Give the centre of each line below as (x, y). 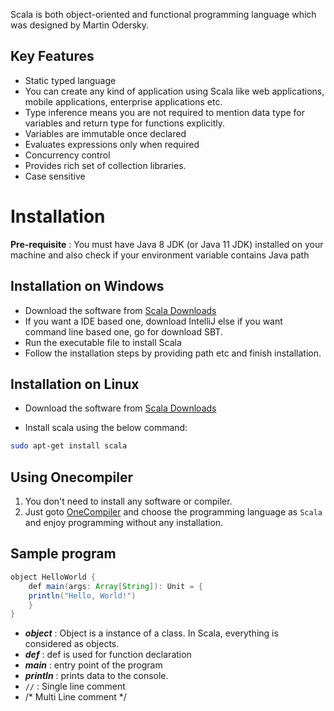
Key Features (52, 56)
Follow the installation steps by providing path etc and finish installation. (173, 353)
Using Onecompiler (71, 477)
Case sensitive (55, 176)
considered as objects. (72, 644)
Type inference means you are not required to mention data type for (164, 112)
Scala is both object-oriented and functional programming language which (163, 14)
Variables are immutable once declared (105, 133)
